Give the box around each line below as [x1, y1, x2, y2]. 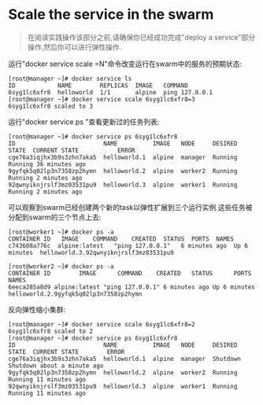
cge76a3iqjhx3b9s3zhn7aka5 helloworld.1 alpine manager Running [8, 153, 238, 161]
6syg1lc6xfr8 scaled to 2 [8, 327, 93, 335]
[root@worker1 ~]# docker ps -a [8, 228, 114, 236]
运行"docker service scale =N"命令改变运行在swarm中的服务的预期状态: [8, 59, 243, 68]
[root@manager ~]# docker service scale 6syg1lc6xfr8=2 [8, 320, 195, 328]
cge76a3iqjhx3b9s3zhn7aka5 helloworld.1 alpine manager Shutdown [8, 355, 242, 363]
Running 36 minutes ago [8, 160, 87, 168]
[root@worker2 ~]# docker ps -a [8, 262, 114, 271]
